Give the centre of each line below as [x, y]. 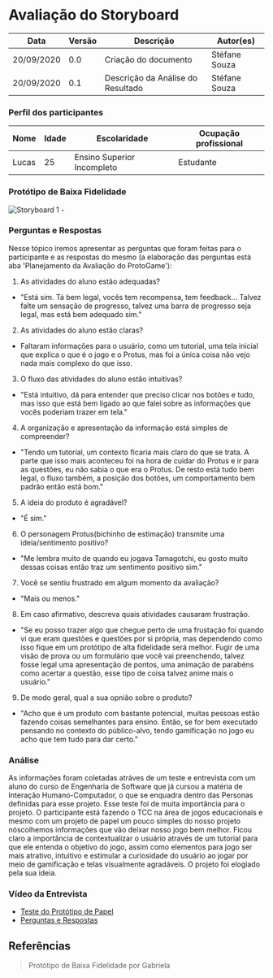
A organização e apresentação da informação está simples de [124, 428]
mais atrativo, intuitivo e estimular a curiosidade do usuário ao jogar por [128, 856]
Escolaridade [122, 138]
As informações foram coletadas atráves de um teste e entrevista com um [132, 778]
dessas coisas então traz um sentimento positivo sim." [111, 567]
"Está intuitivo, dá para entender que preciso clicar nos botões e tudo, [137, 394]
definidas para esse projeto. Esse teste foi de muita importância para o [127, 804]
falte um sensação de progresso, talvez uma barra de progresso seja [136, 306]
